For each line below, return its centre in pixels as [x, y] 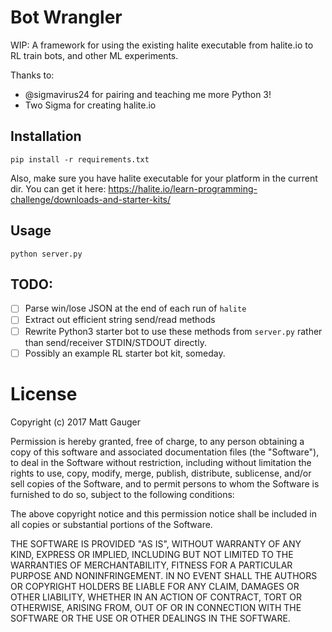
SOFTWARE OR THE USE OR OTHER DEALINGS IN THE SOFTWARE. [150, 618]
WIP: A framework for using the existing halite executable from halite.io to [162, 45]
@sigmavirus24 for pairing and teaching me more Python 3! [148, 94]
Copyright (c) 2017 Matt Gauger [75, 422]
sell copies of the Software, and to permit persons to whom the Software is [165, 483]
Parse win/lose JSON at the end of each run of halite [135, 308]
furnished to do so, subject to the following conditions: [122, 494]
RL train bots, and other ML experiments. [94, 55]
